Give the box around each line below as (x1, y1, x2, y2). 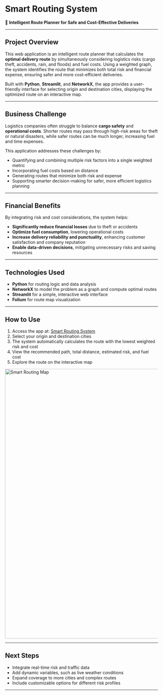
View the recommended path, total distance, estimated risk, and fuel (12, 349, 149, 355)
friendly (5, 86, 21, 92)
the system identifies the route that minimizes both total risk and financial (5, 67, 151, 72)
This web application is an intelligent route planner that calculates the (5, 51, 144, 57)
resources (12, 250, 33, 255)
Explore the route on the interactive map (12, 359, 93, 365)
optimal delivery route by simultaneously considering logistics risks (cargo (5, 56, 155, 62)
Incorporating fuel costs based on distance (12, 168, 98, 173)
